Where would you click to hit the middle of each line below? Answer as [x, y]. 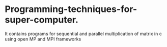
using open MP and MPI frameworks [43, 39]
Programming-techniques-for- [71, 9]
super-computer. [41, 20]
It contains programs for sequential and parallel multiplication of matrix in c [83, 33]
